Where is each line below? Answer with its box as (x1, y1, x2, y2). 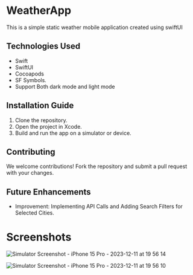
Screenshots (6, 230, 72, 244)
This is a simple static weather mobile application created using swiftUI (6, 24, 183, 31)
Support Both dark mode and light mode (14, 83, 116, 90)
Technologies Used (6, 41, 80, 51)
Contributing (6, 146, 55, 157)
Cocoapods (14, 70, 44, 77)
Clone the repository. (14, 116, 68, 124)
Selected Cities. (14, 209, 54, 216)
